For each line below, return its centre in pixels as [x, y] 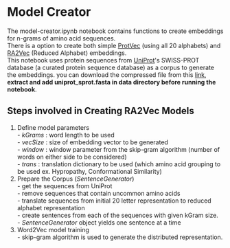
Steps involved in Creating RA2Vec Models [101, 111]
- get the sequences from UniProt [65, 185]
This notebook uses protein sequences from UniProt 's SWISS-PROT [103, 60]
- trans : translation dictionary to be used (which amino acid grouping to [119, 164]
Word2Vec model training [53, 229]
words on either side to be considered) [72, 157]
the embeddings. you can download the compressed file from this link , [107, 75]
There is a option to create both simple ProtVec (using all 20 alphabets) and [114, 45]
